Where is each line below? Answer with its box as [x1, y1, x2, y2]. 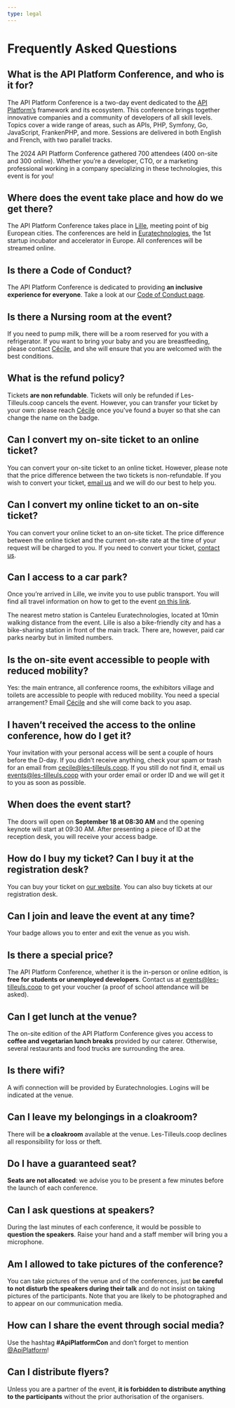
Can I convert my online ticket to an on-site [7, 499, 199, 511]
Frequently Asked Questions [7, 40, 177, 56]
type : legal [7, 10, 42, 18]
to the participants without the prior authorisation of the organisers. [7, 1392, 205, 1400]
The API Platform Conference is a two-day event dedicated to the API [7, 98, 208, 106]
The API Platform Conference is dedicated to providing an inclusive [7, 283, 203, 292]
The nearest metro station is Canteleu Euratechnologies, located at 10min [7, 611, 219, 620]
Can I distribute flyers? [7, 1366, 109, 1378]
